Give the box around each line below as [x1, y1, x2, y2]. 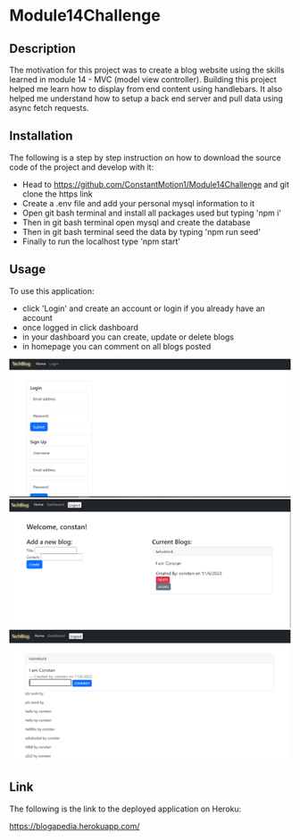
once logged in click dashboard [21, 322, 138, 332]
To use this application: [9, 285, 96, 296]
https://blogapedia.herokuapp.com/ [9, 820, 140, 831]
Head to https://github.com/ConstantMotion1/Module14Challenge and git [21, 179, 290, 189]
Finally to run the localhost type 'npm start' [21, 236, 181, 247]
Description [9, 41, 76, 56]
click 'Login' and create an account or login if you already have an [21, 303, 265, 314]
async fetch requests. [9, 103, 89, 113]
